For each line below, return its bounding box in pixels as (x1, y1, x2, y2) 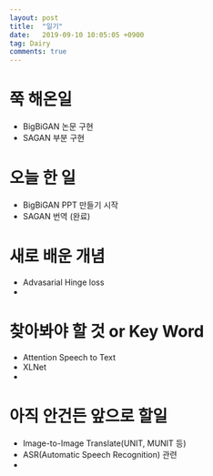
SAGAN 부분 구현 (22, 133, 85, 144)
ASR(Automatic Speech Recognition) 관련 (22, 449, 177, 460)
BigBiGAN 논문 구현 (22, 121, 94, 132)
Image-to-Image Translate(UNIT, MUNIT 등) (22, 438, 187, 449)
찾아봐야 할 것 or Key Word (9, 321, 205, 342)
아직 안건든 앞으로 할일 (9, 406, 168, 427)
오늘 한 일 (9, 167, 76, 188)
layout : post (9, 13, 59, 23)
